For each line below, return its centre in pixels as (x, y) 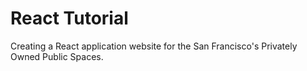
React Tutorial (69, 18)
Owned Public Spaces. (57, 56)
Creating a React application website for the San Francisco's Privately (154, 46)
